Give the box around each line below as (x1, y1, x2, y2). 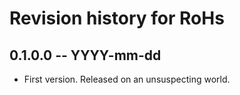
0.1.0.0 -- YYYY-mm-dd (9, 47, 162, 64)
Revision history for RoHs (9, 7, 225, 30)
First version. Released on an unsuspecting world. (23, 73, 231, 85)
